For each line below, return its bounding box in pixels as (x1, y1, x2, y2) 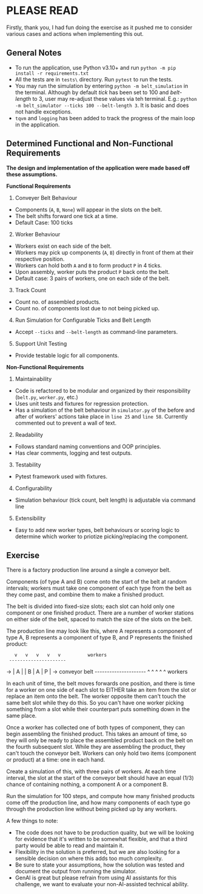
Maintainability (15, 375, 52, 383)
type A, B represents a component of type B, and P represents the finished (6, 634, 193, 641)
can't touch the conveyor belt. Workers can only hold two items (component (6, 749, 196, 757)
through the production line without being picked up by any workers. (6, 805, 178, 813)
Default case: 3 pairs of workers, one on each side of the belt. (15, 275, 170, 282)
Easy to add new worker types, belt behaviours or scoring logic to (15, 526, 180, 533)
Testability (15, 461, 41, 468)
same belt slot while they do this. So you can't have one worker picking (6, 699, 184, 706)
